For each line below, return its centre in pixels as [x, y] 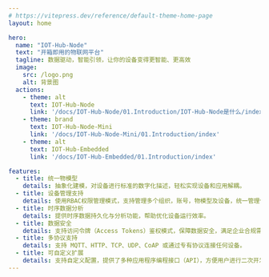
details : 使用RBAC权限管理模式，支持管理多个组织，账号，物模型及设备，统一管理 [141, 201]
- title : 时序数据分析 [50, 208]
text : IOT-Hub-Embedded [69, 149]
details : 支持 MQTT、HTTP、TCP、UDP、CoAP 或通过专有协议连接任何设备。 [134, 246]
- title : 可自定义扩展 [50, 253]
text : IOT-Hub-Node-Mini [71, 127]
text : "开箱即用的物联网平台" [60, 53]
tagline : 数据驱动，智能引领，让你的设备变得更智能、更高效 [103, 60]
